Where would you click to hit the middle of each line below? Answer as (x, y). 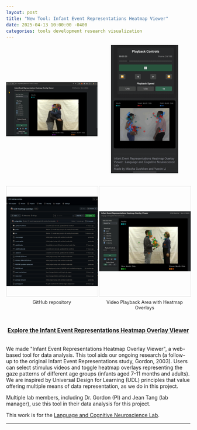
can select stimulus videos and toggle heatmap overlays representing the (94, 367)
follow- (177, 355)
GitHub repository (52, 303)
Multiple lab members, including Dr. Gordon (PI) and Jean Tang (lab (87, 397)
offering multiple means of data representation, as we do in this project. (92, 386)
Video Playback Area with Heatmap (144, 303)
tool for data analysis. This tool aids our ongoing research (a (95, 355)
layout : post (22, 12)
